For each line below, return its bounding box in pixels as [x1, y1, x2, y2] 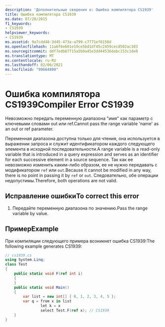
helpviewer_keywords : [5, 30, 50, 35]
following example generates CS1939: [5, 243, 82, 249]
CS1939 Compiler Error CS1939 [5, 99, 134, 110]
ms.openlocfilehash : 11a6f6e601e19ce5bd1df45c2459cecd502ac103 [5, 44, 138, 49]
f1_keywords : [5, 21, 32, 26]
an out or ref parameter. [5, 126, 54, 132]
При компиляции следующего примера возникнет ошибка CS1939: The [5, 238, 155, 244]
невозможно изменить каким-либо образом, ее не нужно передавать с [5, 162, 158, 167]
